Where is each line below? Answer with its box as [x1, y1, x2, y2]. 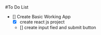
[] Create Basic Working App [12, 14, 71, 19]
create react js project [19, 19, 65, 25]
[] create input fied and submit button [19, 25, 97, 31]
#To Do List [5, 4, 29, 10]
